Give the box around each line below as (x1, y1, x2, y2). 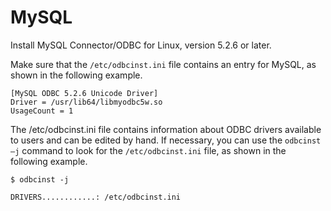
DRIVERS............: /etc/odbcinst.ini (10, 192, 182, 202)
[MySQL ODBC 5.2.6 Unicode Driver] (10, 88, 159, 98)
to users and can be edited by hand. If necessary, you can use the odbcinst (10, 134, 322, 146)
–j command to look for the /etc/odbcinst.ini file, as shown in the (10, 144, 287, 156)
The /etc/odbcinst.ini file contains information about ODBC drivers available (10, 123, 322, 135)
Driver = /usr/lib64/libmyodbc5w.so (10, 97, 163, 107)
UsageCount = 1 (10, 106, 74, 116)
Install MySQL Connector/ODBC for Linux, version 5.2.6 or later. (10, 39, 272, 51)
